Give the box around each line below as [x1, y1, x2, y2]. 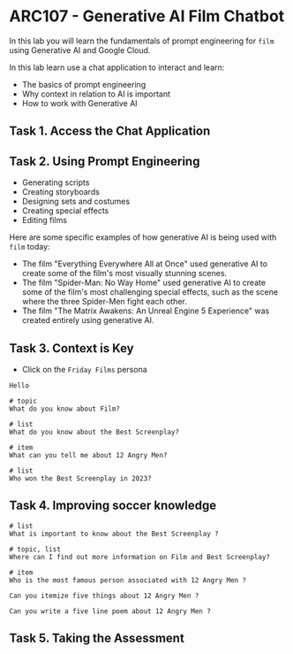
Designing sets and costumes [21, 196, 131, 207]
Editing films [21, 215, 68, 226]
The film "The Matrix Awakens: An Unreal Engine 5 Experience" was [21, 305, 270, 316]
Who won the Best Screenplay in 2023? [9, 473, 152, 483]
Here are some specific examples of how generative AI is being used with [9, 232, 277, 242]
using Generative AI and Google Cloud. [9, 44, 151, 55]
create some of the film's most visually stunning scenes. [21, 268, 228, 279]
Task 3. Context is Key [9, 341, 134, 356]
